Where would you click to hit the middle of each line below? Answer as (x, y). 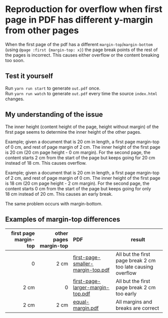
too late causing (134, 267)
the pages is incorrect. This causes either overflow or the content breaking (82, 55)
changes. (15, 99)
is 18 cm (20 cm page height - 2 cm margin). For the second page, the (77, 183)
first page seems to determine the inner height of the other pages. (73, 132)
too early (126, 294)
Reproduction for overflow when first (84, 9)
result (138, 240)
